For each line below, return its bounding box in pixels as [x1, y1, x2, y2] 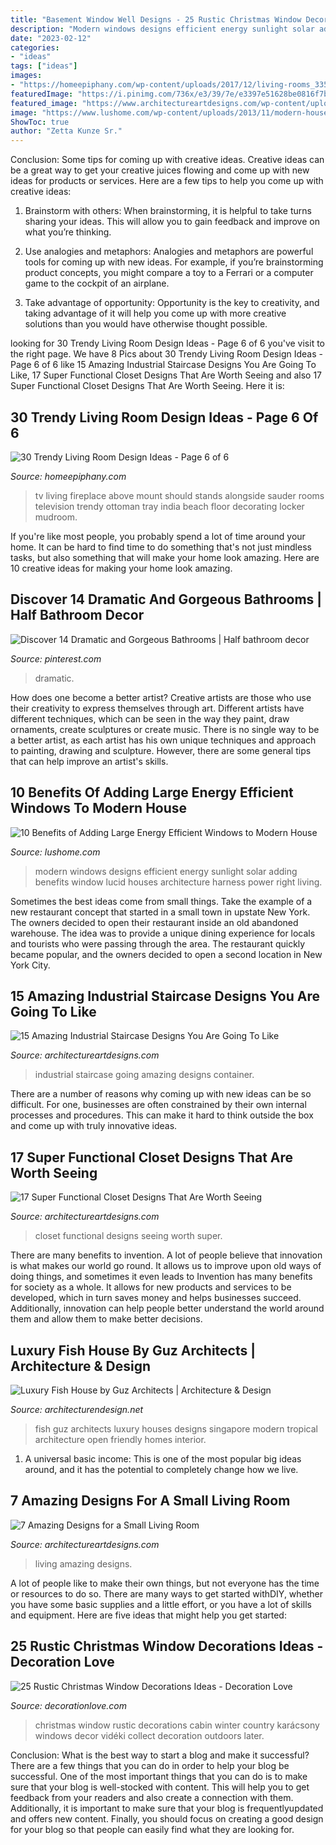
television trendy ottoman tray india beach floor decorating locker [34, 500, 305, 512]
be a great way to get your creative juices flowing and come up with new [10, 164, 310, 176]
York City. [10, 959, 51, 971]
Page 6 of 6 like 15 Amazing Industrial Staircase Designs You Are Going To [10, 359, 317, 371]
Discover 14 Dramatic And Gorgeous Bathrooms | [10, 591, 323, 608]
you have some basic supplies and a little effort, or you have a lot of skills [10, 1598, 312, 1610]
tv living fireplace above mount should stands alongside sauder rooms [34, 489, 325, 501]
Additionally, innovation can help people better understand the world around [10, 1302, 325, 1315]
